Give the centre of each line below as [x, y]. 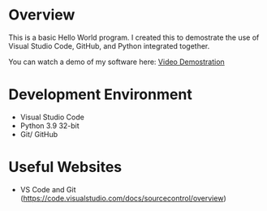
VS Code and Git [48, 189]
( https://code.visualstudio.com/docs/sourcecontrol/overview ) [123, 198]
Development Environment [100, 95]
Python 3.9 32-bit [50, 125]
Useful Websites [65, 167]
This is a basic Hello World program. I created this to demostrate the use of [134, 37]
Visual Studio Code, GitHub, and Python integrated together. [109, 45]
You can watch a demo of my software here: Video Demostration [116, 62]
